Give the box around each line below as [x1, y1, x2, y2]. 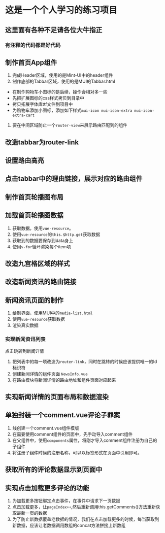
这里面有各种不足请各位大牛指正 [5, 26, 102, 34]
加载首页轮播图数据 [5, 211, 64, 220]
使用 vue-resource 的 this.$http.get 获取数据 [12, 231, 100, 237]
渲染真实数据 [12, 322, 38, 328]
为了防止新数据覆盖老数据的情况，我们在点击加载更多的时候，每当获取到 [12, 516, 159, 522]
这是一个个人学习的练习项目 [5, 4, 118, 16]
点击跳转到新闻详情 [5, 348, 44, 354]
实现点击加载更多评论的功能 [5, 484, 90, 492]
